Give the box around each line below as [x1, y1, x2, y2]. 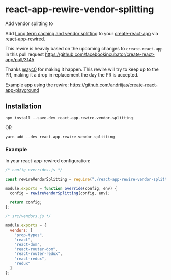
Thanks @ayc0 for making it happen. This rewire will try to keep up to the [5, 66, 159, 72]
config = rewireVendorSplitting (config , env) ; [10, 190, 110, 196]
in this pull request [5, 51, 44, 57]
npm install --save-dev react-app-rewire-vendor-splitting [5, 115, 133, 120]
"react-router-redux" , [14, 251, 63, 257]
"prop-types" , [14, 232, 44, 238]
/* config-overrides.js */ [5, 167, 63, 173]
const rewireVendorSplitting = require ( [5, 176, 93, 182]
